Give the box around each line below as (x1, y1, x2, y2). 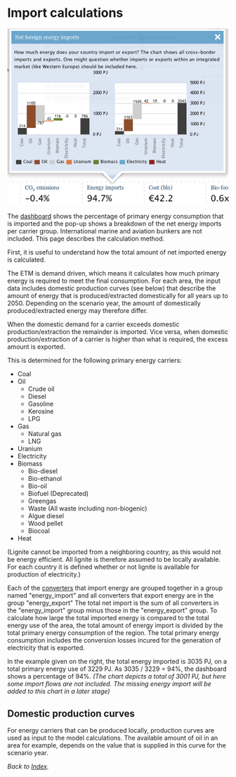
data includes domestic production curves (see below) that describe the (7, 284, 216, 293)
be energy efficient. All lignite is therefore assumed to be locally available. (7, 556, 221, 564)
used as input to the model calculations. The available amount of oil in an (7, 733, 218, 743)
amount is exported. (7, 342, 65, 351)
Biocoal (27, 527, 51, 535)
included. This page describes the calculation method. (7, 234, 165, 243)
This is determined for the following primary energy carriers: (7, 357, 183, 365)
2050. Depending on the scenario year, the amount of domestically (7, 299, 202, 307)
